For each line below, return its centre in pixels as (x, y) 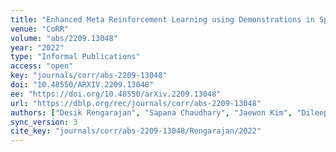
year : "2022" (37, 47)
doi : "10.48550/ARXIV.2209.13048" (82, 85)
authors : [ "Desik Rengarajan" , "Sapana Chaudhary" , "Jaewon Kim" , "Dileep (169, 112)
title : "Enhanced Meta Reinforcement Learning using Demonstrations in (162, 19)
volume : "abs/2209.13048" (64, 38)
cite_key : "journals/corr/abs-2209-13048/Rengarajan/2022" (136, 131)
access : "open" (42, 66)
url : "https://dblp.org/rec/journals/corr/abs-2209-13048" (136, 103)
